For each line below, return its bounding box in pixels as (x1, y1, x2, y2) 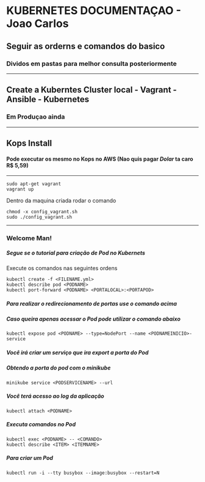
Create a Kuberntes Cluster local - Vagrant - (6, 85, 177, 95)
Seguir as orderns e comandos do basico (6, 41, 165, 51)
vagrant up (6, 186, 34, 192)
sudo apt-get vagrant (6, 181, 62, 187)
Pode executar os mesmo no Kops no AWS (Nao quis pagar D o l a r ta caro (6, 155, 193, 162)
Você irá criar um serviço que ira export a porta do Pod (6, 349, 149, 356)
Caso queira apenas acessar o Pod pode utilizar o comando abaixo (6, 315, 181, 323)
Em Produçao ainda (6, 112, 65, 121)
